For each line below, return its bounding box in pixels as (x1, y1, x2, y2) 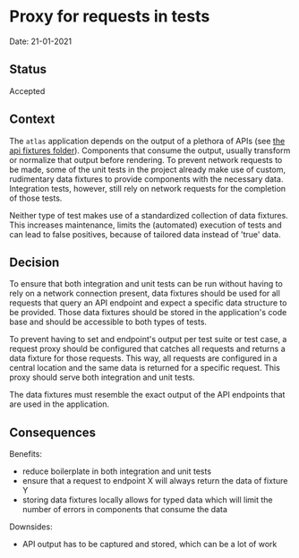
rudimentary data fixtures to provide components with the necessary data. (9, 173, 284, 185)
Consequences (9, 425, 97, 440)
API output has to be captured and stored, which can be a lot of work (21, 539, 278, 550)
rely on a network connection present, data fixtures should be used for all (9, 288, 280, 299)
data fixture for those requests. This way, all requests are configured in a (9, 353, 278, 364)
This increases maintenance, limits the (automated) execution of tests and (9, 219, 282, 230)
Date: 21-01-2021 (9, 36, 73, 47)
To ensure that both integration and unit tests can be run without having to (9, 279, 284, 289)
